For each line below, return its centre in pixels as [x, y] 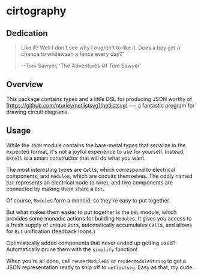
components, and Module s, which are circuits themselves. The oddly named [100, 176]
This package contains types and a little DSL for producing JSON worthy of [99, 99]
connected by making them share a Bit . [55, 189]
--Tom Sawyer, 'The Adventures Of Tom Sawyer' [81, 65]
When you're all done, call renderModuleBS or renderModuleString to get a [96, 261]
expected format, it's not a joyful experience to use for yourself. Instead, [95, 151]
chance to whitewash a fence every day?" [73, 54]
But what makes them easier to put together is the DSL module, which [91, 212]
